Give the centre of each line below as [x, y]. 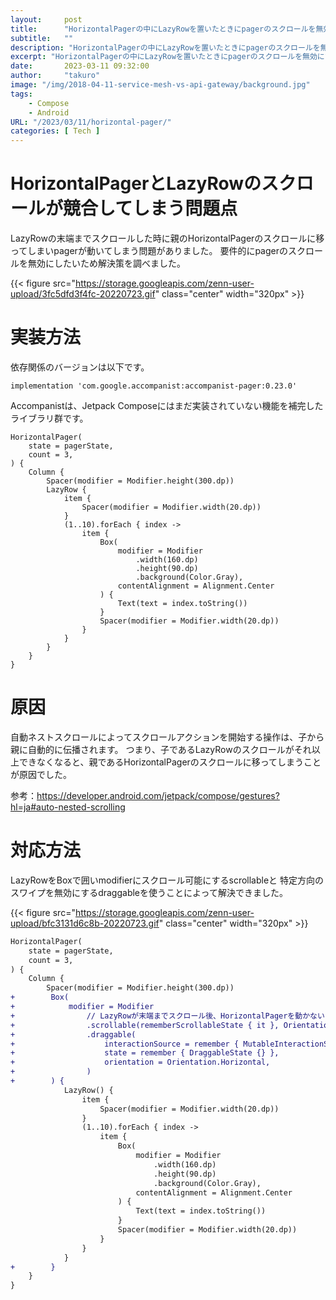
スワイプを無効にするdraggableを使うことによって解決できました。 [149, 892]
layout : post [46, 19]
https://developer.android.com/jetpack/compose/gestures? [158, 795]
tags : [21, 94]
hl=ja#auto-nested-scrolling [68, 807]
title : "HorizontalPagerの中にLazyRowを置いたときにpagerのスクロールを [163, 29]
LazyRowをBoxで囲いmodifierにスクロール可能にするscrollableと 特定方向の [167, 880]
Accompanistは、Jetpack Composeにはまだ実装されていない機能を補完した [167, 405]
